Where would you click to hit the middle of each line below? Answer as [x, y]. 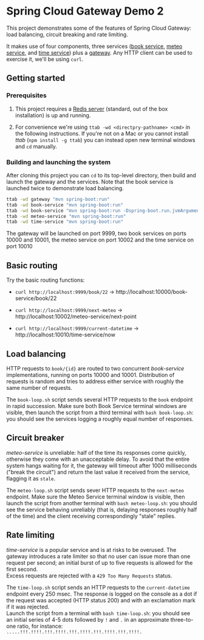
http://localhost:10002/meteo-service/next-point [76, 316]
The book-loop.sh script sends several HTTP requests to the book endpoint [100, 400]
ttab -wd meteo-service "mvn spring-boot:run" [66, 216]
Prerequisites [26, 95]
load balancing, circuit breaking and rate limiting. [67, 34]
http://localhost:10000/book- [152, 292]
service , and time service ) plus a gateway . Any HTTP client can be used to [99, 52]
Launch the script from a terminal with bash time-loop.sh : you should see [98, 613]
